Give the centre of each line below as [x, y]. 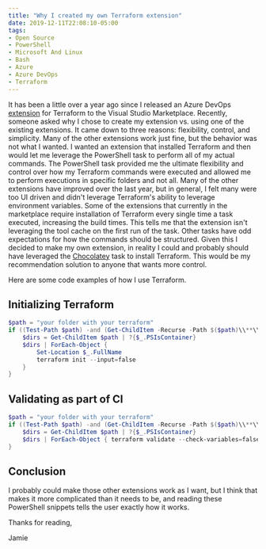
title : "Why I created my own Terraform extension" [95, 15]
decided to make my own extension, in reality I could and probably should [129, 247]
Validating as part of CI [66, 399]
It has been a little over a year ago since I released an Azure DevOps [120, 105]
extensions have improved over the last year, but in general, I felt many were [133, 189]
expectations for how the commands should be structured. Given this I [123, 239]
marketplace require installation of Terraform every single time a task [121, 214]
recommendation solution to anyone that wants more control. [108, 264]
